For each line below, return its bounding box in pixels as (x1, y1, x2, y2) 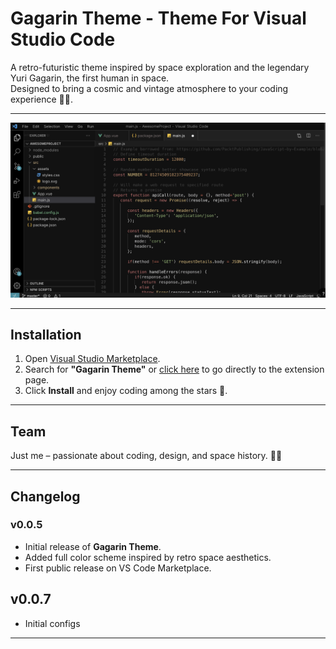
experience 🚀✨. (10, 93, 73, 105)
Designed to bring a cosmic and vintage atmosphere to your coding (10, 82, 289, 94)
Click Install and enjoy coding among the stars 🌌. (24, 385, 228, 397)
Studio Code (10, 28, 116, 51)
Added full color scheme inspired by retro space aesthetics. (24, 551, 272, 563)
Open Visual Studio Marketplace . (24, 353, 161, 365)
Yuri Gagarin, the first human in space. (10, 72, 170, 84)
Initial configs (24, 617, 81, 629)
